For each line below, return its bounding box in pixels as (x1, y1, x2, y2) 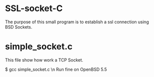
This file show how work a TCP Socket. (5, 57, 84, 63)
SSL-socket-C (5, 3, 63, 14)
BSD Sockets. (5, 24, 33, 30)
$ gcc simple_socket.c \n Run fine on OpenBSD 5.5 (5, 66, 107, 72)
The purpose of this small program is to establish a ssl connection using (5, 19, 149, 25)
